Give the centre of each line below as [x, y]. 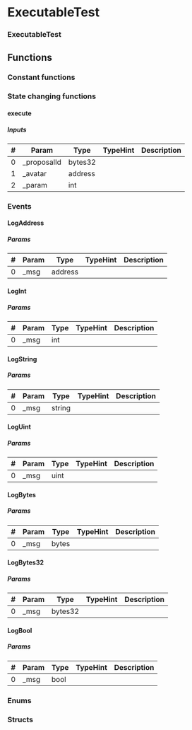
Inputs [17, 129]
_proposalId [42, 162]
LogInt [17, 291]
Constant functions [41, 77]
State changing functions [52, 96]
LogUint [19, 427]
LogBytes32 [26, 562]
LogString [22, 359]
